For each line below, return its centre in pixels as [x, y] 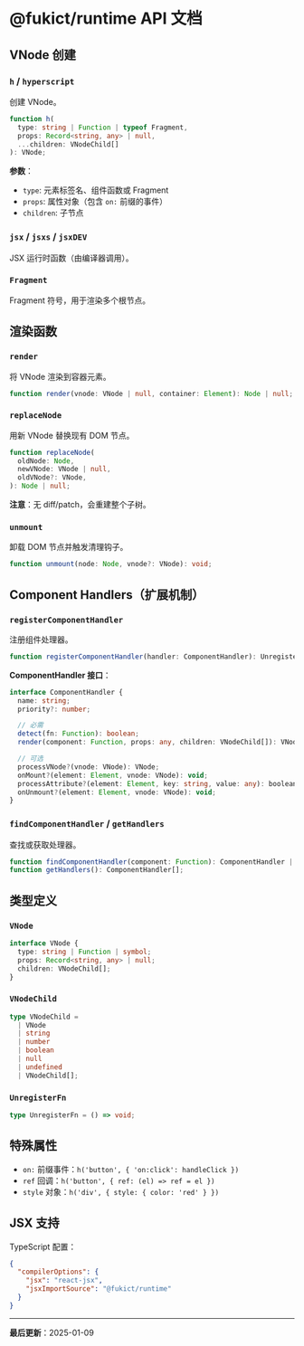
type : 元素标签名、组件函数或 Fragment [95, 190]
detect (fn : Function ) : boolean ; [79, 734]
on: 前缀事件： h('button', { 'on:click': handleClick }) [131, 1169]
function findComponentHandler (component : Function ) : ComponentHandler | [152, 862]
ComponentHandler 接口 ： [60, 675]
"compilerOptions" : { [58, 1272]
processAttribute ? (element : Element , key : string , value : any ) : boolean [157, 783]
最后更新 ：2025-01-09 [52, 1332]
